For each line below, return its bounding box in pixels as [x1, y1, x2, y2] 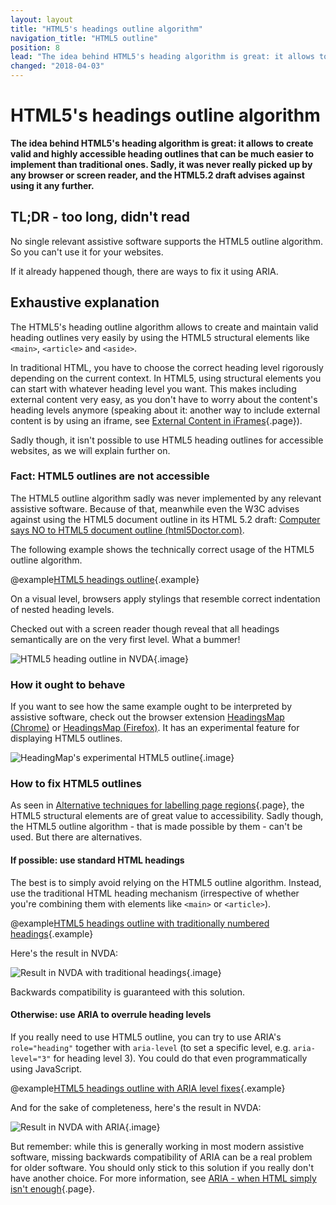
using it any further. [10, 179, 95, 191]
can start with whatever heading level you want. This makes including [10, 382, 297, 395]
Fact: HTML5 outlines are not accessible [10, 469, 210, 483]
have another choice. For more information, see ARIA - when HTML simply [10, 1172, 317, 1184]
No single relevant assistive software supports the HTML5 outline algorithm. [10, 235, 324, 247]
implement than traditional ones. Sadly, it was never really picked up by [10, 158, 313, 170]
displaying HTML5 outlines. [10, 732, 123, 745]
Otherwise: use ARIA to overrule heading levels [10, 1009, 212, 1021]
